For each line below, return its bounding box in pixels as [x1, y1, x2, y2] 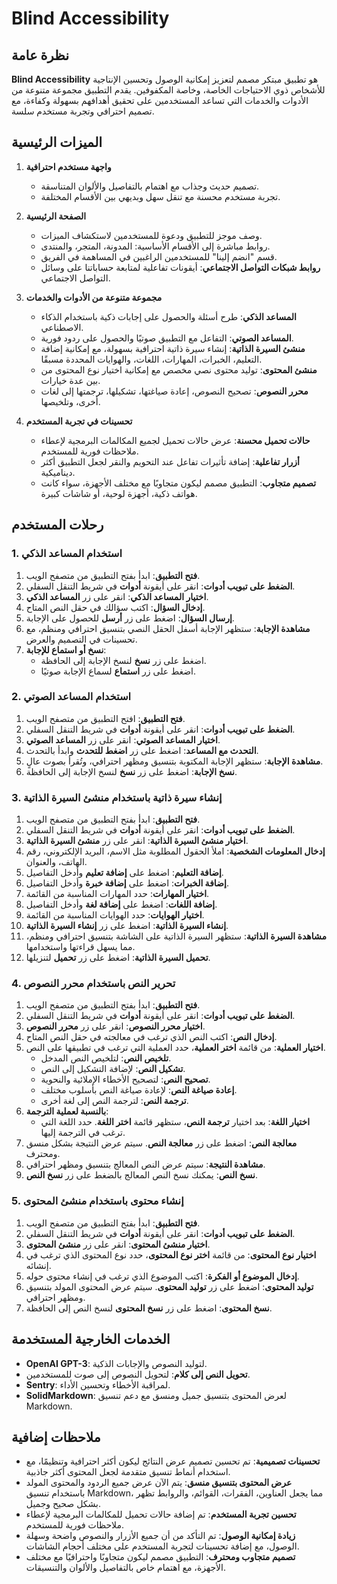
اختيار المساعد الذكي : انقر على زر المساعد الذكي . [25, 590, 209, 602]
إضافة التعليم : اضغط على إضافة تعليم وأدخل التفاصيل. [25, 867, 224, 879]
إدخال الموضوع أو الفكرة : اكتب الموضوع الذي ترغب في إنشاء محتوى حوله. [25, 1270, 300, 1282]
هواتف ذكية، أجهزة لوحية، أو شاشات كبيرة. [40, 487, 198, 499]
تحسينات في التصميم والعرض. [25, 633, 138, 645]
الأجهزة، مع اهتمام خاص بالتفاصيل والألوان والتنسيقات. [25, 1562, 226, 1574]
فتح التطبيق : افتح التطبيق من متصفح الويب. [25, 712, 186, 724]
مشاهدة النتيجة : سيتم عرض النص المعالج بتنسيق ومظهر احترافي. [25, 1158, 266, 1171]
